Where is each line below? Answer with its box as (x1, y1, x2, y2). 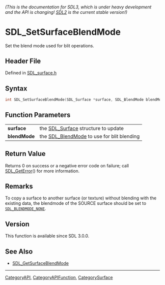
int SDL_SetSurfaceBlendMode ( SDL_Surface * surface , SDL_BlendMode (5, 97, 144, 102)
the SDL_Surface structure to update (39, 125, 124, 131)
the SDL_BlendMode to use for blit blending (39, 133, 140, 140)
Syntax (5, 84, 27, 93)
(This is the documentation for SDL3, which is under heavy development (5, 4, 152, 10)
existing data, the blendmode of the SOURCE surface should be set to (5, 200, 146, 206)
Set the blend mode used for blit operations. (5, 42, 94, 49)
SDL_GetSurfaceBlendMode (12, 260, 69, 266)
